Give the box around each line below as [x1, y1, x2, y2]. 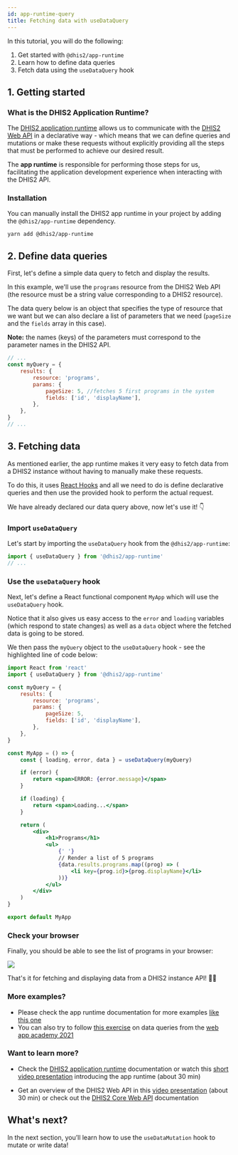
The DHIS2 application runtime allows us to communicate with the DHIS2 [7, 124, 221, 133]
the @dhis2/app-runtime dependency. [7, 217, 116, 225]
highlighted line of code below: [7, 651, 98, 659]
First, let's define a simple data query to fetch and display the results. [7, 269, 210, 278]
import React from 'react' [7, 664, 87, 672]
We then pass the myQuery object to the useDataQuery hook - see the [7, 643, 206, 652]
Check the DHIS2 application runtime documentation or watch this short [17, 1065, 229, 1073]
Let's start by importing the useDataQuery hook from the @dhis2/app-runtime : [7, 539, 231, 548]
